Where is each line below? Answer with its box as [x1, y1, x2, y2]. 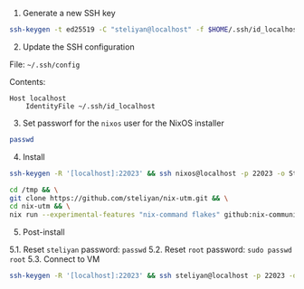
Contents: [9, 76, 46, 87]
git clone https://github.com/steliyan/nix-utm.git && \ [9, 193, 229, 202]
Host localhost [9, 94, 67, 103]
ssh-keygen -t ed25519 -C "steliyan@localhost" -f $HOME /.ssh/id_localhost [9, 25, 301, 34]
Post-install [22, 227, 65, 238]
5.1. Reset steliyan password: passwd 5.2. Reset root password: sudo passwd [9, 244, 292, 256]
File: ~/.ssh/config [9, 59, 81, 70]
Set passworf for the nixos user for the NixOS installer [22, 117, 224, 128]
